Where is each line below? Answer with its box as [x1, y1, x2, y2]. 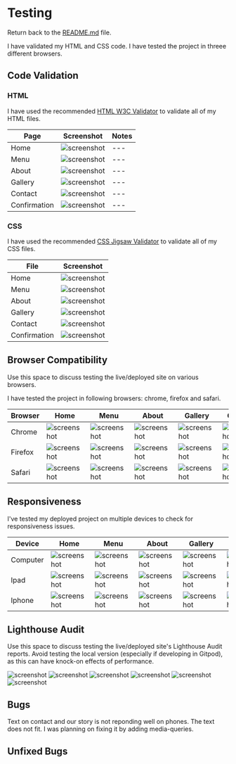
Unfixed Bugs [7, 745, 68, 757]
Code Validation [7, 70, 79, 82]
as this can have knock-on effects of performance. [7, 657, 155, 666]
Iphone [11, 595, 34, 605]
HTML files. [7, 114, 41, 122]
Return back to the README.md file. [7, 28, 112, 37]
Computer [11, 554, 44, 564]
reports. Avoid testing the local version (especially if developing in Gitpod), [7, 649, 223, 658]
